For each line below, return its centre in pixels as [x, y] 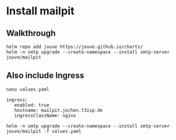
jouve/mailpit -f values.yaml [44, 131]
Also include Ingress [45, 76]
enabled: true [32, 105]
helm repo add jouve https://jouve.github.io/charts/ [75, 47]
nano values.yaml [28, 89]
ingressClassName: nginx [45, 115]
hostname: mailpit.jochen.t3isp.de [58, 110]
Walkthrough [31, 33]
